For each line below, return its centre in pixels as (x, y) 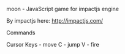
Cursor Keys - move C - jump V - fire (53, 44)
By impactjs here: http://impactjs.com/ (55, 21)
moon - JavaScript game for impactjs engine (63, 9)
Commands (21, 33)
